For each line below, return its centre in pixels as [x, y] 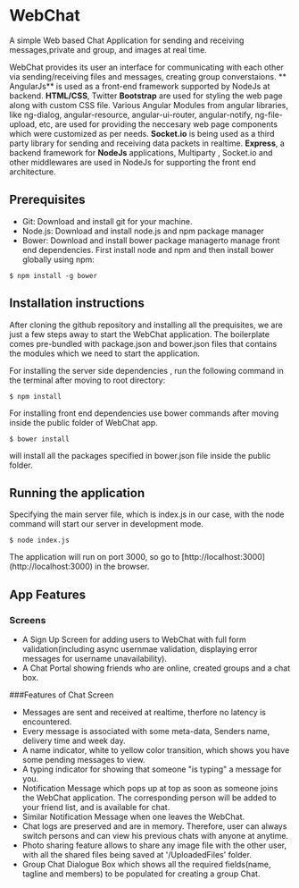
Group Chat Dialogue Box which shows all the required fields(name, [146, 865]
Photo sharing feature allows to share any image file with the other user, [154, 845]
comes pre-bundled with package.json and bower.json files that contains [143, 343]
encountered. [47, 722]
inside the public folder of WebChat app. [83, 422]
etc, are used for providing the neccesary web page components [158, 124]
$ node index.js [39, 541]
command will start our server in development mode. [106, 524]
